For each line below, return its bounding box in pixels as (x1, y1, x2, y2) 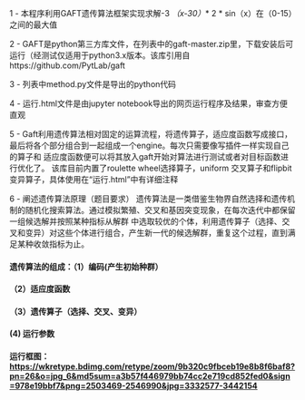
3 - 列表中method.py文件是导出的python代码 (9, 79, 177, 89)
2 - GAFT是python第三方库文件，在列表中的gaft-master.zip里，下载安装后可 (9, 39, 293, 49)
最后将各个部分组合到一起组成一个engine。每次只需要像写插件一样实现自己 (9, 140, 290, 151)
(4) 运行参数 (9, 328, 55, 339)
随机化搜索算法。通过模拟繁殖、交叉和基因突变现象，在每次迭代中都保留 (25, 205, 296, 215)
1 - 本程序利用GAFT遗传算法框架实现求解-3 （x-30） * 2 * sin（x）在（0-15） (9, 8, 293, 18)
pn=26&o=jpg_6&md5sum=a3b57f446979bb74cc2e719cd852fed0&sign (9, 370, 290, 381)
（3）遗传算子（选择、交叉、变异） (9, 306, 143, 317)
